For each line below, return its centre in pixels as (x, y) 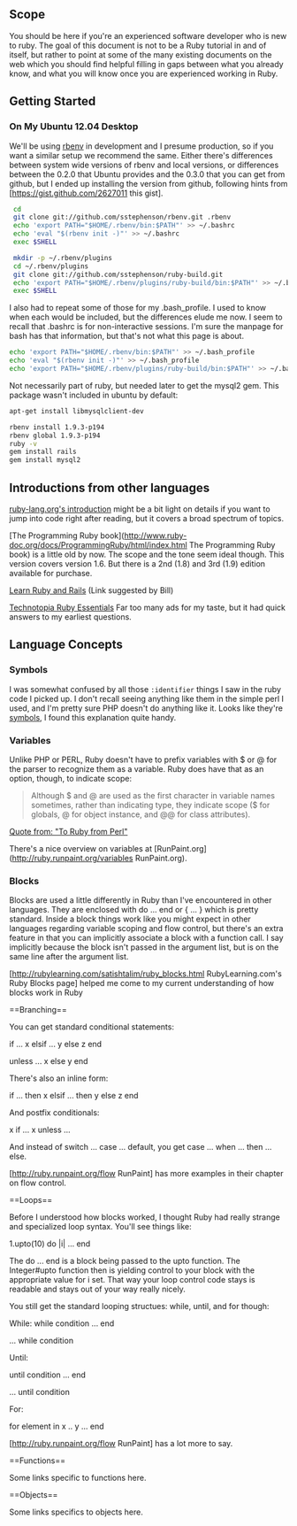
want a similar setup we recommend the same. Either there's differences (141, 155)
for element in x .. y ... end (57, 1426)
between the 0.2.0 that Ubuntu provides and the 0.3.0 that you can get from (147, 174)
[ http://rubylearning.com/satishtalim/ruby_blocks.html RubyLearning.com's (146, 974)
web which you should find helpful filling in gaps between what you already (147, 64)
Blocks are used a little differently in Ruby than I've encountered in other (141, 900)
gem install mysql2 (45, 460)
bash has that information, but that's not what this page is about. (127, 336)
